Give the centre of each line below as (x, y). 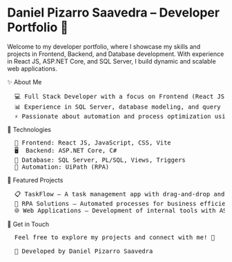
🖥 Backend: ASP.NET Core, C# (66, 150)
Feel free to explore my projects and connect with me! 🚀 (115, 237)
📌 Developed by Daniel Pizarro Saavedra (84, 251)
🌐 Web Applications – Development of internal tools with (115, 210)
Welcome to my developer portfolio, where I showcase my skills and (104, 46)
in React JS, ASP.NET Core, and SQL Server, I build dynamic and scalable (112, 61)
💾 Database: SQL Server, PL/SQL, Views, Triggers (100, 160)
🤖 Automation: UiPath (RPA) (62, 167)
